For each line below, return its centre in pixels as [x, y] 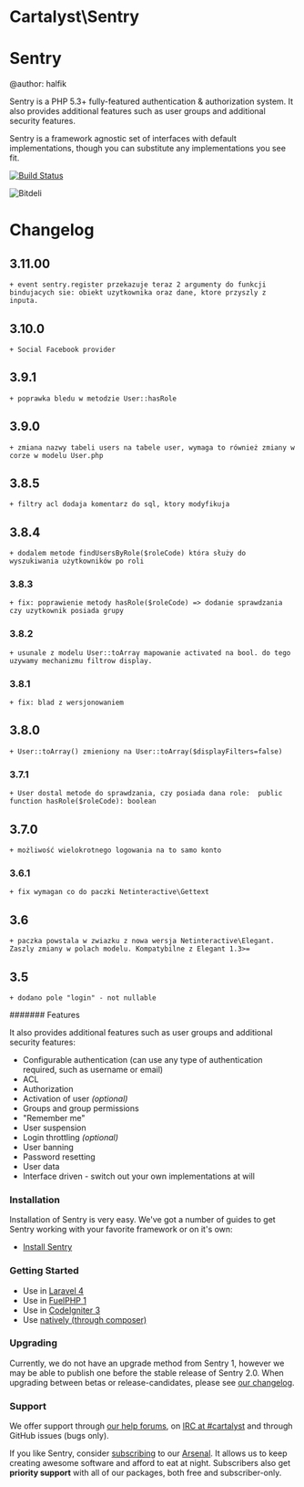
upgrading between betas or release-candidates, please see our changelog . [152, 1382]
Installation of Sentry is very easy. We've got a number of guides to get [142, 1220]
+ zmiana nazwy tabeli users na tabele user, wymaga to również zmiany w [152, 447]
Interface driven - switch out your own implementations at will [138, 1176]
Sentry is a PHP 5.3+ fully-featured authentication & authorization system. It [152, 101]
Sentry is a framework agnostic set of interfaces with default [123, 139]
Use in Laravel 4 [53, 1290]
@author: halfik [38, 84]
